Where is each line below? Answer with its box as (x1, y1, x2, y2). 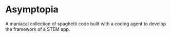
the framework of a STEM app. (5, 26, 70, 32)
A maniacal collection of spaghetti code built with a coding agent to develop (5, 21, 166, 27)
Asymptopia (5, 4, 59, 15)
